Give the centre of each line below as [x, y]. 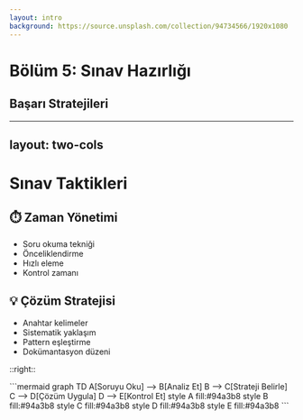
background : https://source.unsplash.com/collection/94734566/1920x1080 [149, 26]
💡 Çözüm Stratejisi [62, 301]
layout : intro [36, 18]
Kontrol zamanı [50, 272]
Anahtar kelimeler [55, 323]
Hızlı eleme [43, 263]
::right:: [23, 369]
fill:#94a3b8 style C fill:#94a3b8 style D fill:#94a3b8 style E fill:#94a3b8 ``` [149, 406]
